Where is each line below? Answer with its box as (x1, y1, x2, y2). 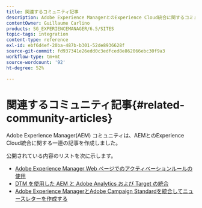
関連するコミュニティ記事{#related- (6, 98, 185, 112)
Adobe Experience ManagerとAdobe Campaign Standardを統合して (14, 188, 183, 195)
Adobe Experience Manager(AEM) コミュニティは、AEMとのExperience (6, 132, 185, 139)
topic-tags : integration (6, 31, 69, 37)
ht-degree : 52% (6, 65, 44, 71)
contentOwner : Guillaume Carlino (6, 20, 90, 26)
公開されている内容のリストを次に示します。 (6, 152, 117, 160)
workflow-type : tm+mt (6, 54, 61, 60)
